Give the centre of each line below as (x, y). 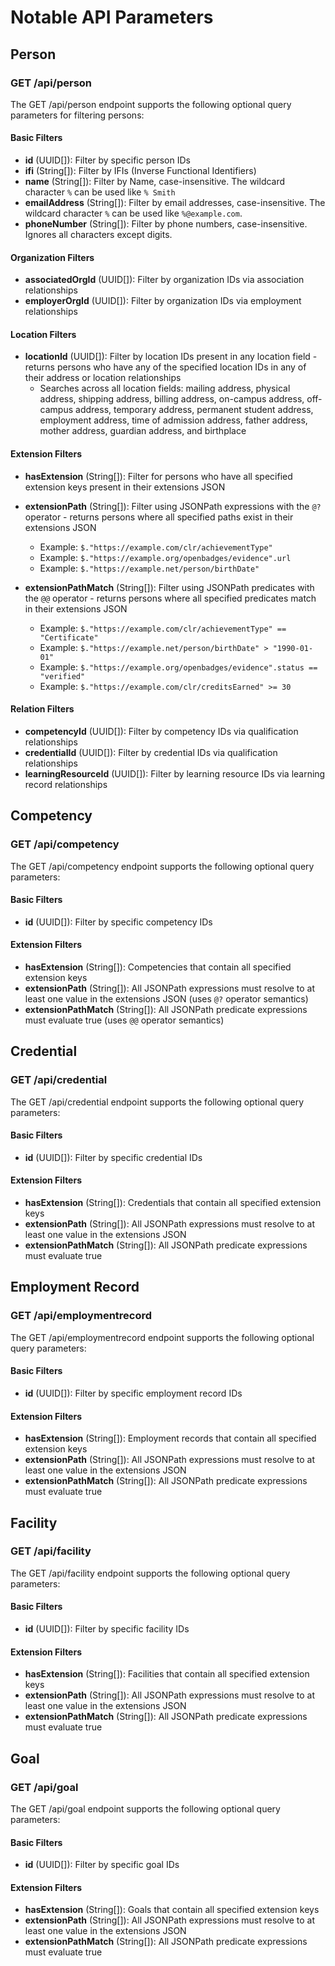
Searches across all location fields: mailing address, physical (165, 388)
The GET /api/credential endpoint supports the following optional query (157, 1102)
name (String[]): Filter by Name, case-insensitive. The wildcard (155, 182)
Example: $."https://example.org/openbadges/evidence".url (165, 557)
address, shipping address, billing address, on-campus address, (172, 399)
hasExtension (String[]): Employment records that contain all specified (170, 1438)
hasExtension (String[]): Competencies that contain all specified (158, 967)
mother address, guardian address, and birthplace (143, 431)
